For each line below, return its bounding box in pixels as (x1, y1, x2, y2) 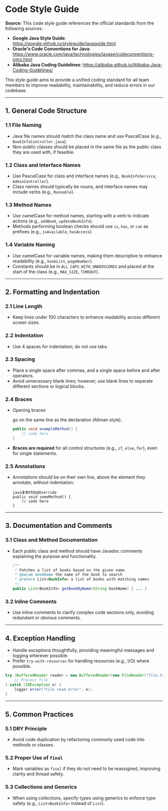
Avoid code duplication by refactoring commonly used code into (12, 736, 145, 742)
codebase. (5, 87, 27, 93)
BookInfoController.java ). (12, 138, 67, 144)
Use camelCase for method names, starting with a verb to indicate (12, 213, 149, 219)
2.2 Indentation (5, 332, 43, 339)
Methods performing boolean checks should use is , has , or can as (12, 223, 148, 229)
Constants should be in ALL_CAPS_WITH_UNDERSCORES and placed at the (12, 263, 154, 269)
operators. (12, 372, 34, 379)
